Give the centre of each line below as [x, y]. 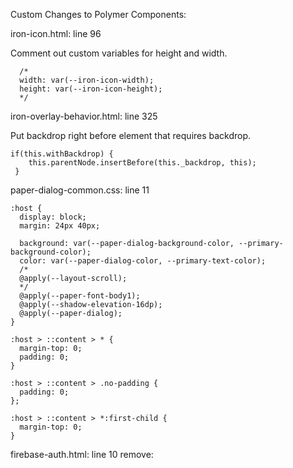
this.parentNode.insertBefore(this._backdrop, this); [142, 163]
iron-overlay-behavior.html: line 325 [84, 116]
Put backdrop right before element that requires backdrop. [131, 135]
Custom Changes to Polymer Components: [98, 14]
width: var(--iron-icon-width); [87, 80]
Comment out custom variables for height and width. [119, 53]
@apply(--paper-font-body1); [80, 296]
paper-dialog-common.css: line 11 [80, 190]
